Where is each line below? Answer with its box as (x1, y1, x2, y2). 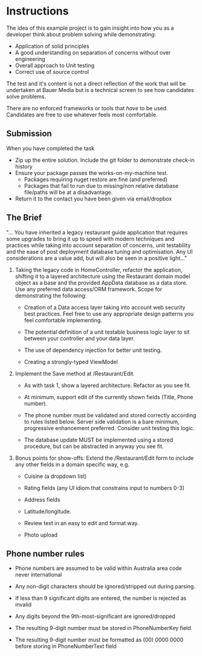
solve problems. (6, 93, 47, 100)
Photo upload (24, 531, 58, 538)
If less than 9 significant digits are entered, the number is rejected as (15, 595, 186, 602)
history (15, 162, 33, 170)
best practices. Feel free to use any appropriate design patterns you (24, 310, 194, 317)
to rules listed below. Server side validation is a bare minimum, (24, 418, 180, 425)
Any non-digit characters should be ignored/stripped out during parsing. (15, 583, 195, 590)
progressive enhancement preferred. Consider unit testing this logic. (24, 424, 195, 431)
